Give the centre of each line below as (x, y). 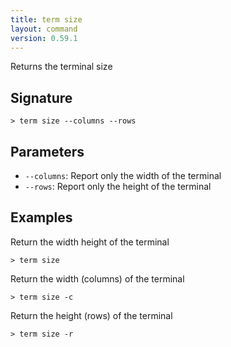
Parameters (47, 151)
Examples (41, 217)
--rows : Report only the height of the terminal (118, 186)
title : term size (46, 19)
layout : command (44, 29)
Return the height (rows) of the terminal (91, 315)
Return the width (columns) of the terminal (97, 278)
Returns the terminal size (61, 67)
